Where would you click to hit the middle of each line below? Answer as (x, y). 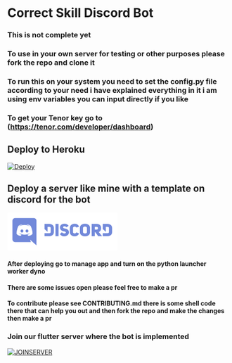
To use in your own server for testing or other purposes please (116, 54)
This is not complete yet (49, 35)
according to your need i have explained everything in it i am (112, 90)
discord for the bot (49, 199)
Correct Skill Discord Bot (80, 13)
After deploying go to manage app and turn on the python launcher (107, 264)
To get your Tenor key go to (55, 117)
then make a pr (30, 319)
